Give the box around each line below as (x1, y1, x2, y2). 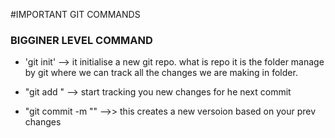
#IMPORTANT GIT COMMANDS (10, 9, 141, 20)
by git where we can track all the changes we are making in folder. (24, 67, 298, 79)
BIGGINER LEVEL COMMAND (10, 33, 153, 47)
